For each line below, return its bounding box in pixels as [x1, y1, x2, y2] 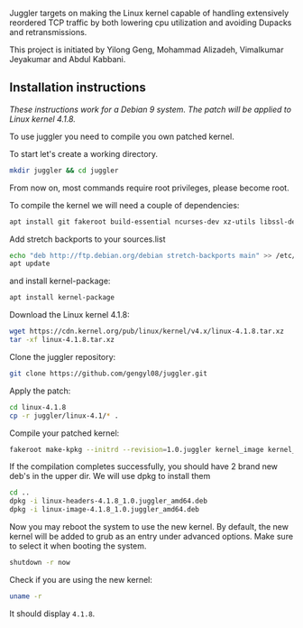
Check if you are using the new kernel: [9, 574, 153, 585]
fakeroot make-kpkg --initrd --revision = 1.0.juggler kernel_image [9, 445, 264, 454]
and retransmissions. [9, 27, 87, 37]
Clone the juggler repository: [9, 351, 116, 362]
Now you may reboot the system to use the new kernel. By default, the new [9, 522, 289, 532]
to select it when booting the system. [9, 540, 147, 551]
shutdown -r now [9, 559, 70, 568]
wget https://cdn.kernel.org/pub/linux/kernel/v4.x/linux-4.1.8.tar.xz [9, 327, 284, 337]
